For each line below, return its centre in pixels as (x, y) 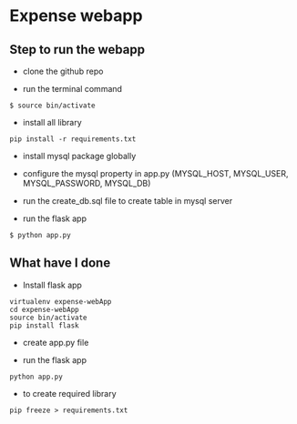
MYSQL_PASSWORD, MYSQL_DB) (87, 183)
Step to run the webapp (77, 50)
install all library (52, 122)
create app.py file (56, 342)
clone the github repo (63, 71)
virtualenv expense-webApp (61, 301)
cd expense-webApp (44, 309)
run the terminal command (72, 89)
